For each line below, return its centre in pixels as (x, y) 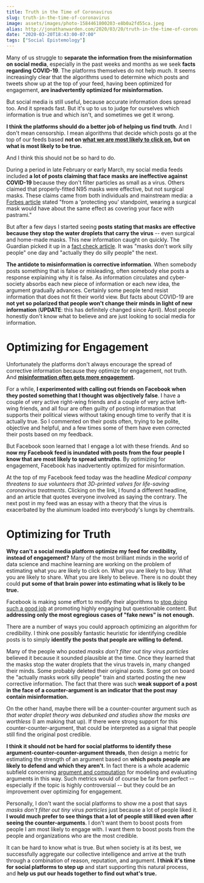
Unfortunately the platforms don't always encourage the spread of (89, 364)
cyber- (178, 277)
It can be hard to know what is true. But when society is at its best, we (94, 847)
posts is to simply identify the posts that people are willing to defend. (95, 639)
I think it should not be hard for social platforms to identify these (89, 746)
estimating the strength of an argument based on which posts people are (98, 759)
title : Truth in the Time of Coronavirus (59, 12)
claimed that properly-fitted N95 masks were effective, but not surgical (95, 189)
